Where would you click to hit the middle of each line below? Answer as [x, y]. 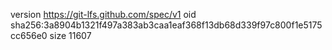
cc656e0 [29, 35]
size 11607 [70, 35]
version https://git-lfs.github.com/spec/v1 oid [103, 14]
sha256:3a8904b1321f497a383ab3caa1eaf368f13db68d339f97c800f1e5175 [166, 25]
